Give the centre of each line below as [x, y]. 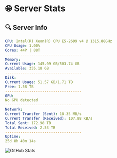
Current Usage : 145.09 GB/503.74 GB [42, 64]
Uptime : [13, 137]
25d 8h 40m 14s [20, 141]
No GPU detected [21, 100]
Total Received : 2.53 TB [30, 128]
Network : [14, 110]
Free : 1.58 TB [19, 87]
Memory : [13, 59]
